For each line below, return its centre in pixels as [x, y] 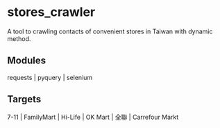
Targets [24, 99]
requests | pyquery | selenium [50, 77]
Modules [27, 61]
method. [19, 38]
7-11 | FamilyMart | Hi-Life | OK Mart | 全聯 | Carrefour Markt [93, 117]
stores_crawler [51, 12]
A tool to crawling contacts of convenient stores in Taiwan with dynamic [110, 31]
